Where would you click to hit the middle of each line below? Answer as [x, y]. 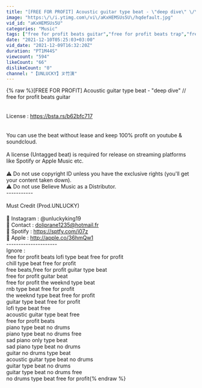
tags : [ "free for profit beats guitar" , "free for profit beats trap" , [96, 34]
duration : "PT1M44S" [32, 51]
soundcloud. [22, 142]
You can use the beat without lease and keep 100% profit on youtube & [94, 136]
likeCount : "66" [26, 62]
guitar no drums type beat [38, 353]
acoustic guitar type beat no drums [50, 360]
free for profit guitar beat [37, 276]
